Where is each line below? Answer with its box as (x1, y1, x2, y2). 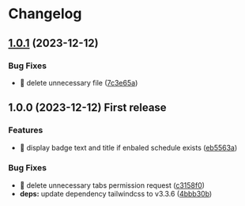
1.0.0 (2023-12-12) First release (8, 101, 168, 115)
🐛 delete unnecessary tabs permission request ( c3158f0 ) (19, 180, 205, 190)
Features (8, 124, 43, 135)
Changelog (8, 5, 82, 23)
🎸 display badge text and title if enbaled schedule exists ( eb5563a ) (19, 143, 238, 152)
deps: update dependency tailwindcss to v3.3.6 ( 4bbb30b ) (19, 189, 213, 198)
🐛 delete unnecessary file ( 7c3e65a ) (19, 78, 138, 87)
